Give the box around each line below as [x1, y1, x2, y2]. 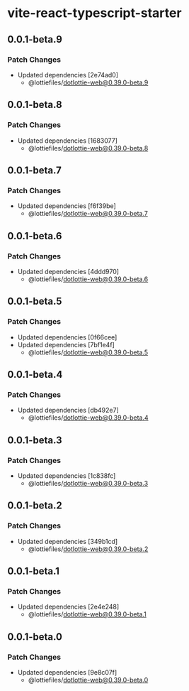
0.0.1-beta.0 [7, 631, 62, 643]
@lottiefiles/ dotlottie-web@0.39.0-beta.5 [28, 348, 149, 357]
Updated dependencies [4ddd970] [17, 267, 119, 276]
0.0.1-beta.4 [7, 369, 63, 381]
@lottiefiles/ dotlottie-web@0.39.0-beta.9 [28, 78, 149, 87]
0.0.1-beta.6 [7, 229, 62, 242]
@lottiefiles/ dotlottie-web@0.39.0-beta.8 [28, 143, 149, 152]
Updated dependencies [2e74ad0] [17, 70, 119, 79]
